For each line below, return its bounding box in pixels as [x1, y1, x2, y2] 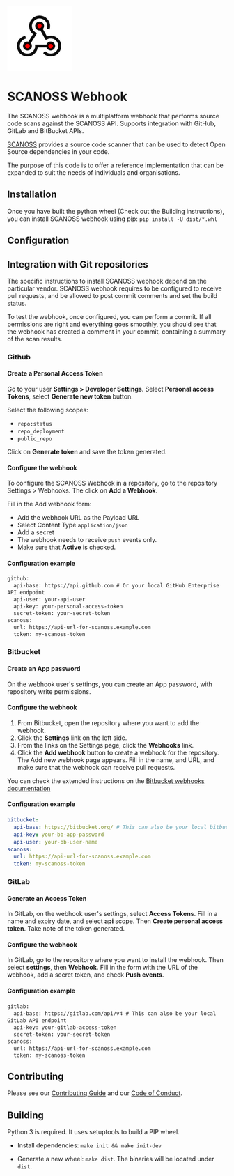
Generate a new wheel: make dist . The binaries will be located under [17, 1155, 214, 1163]
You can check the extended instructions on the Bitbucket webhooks [7, 776, 205, 785]
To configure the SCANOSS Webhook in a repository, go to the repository [7, 479, 218, 488]
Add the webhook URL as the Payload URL [17, 513, 140, 522]
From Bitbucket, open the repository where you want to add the [17, 718, 200, 727]
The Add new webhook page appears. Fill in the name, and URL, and [17, 755, 214, 764]
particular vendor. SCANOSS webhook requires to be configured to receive [7, 284, 223, 293]
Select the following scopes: [7, 406, 88, 415]
